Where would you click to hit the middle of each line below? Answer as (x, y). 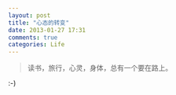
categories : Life (37, 45)
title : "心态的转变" (38, 23)
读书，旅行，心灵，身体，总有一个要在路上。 (100, 68)
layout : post (29, 15)
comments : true (33, 37)
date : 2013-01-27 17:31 (47, 30)
